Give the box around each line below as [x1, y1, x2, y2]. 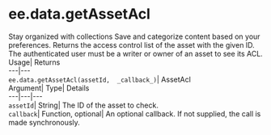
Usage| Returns [8, 57, 61, 67]
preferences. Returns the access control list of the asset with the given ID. [8, 40, 255, 49]
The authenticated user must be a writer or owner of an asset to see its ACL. [8, 49, 263, 58]
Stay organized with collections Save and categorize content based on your [8, 32, 260, 41]
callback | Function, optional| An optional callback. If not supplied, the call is [8, 108, 261, 118]
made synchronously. [8, 117, 81, 127]
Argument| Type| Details [8, 82, 90, 93]
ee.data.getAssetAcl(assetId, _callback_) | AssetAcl [8, 74, 192, 84]
